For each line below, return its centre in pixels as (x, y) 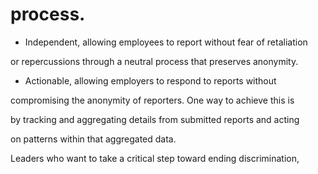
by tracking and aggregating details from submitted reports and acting (155, 119)
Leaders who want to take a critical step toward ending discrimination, (155, 158)
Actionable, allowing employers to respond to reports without (150, 80)
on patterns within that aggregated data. (93, 139)
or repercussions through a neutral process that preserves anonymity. (154, 61)
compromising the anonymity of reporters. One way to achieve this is (152, 100)
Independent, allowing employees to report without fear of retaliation (166, 42)
